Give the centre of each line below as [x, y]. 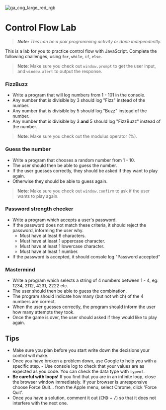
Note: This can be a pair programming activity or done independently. [89, 41]
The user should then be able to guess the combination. [70, 291]
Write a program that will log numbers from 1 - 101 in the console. [79, 95]
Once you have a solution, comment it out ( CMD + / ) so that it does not [84, 398]
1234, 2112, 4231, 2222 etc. [40, 286]
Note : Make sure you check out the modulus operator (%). [77, 136]
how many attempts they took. [43, 312]
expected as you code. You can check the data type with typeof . [79, 371]
